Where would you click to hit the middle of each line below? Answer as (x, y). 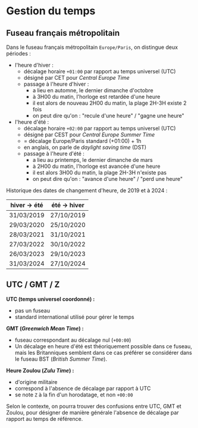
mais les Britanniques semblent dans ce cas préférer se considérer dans (103, 352)
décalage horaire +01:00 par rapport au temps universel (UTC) (100, 71)
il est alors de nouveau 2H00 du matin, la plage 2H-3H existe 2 (109, 103)
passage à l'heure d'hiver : (56, 84)
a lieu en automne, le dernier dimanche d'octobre (93, 90)
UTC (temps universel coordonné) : (51, 299)
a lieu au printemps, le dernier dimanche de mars (92, 160)
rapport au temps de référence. (45, 418)
